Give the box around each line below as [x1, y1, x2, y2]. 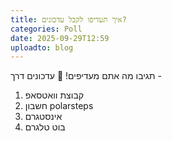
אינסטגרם [24, 111, 63, 123]
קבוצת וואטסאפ [24, 89, 85, 101]
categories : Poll [10, 24, 83, 34]
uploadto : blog [10, 42, 74, 53]
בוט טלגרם [24, 121, 66, 133]
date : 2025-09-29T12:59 [10, 33, 110, 43]
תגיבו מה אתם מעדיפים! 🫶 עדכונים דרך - [10, 70, 162, 82]
